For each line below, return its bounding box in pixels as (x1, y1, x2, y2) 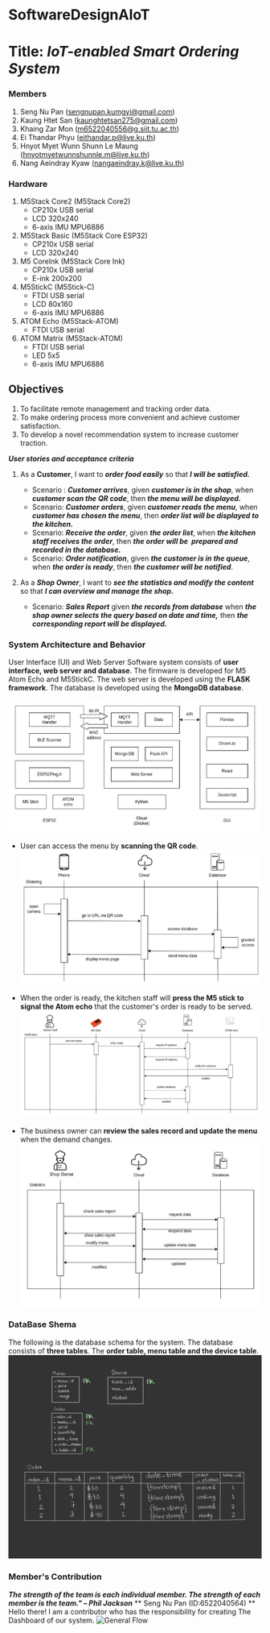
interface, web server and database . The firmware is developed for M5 (8, 666, 247, 676)
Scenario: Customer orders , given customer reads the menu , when (31, 502, 259, 512)
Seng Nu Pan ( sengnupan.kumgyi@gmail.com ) (19, 106, 175, 116)
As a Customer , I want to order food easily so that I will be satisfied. (19, 469, 251, 479)
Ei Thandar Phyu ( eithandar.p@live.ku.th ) (19, 132, 156, 142)
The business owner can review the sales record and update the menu (19, 1126, 258, 1136)
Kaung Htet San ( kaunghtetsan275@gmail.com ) (19, 115, 178, 125)
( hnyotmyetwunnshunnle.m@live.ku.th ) (19, 149, 150, 159)
